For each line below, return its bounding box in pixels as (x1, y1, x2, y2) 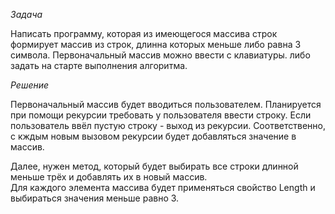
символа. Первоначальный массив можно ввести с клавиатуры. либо (10, 49, 311, 61)
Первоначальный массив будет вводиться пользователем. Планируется (10, 99, 322, 110)
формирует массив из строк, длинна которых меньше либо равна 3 (10, 39, 302, 50)
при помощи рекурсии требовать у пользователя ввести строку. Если (10, 109, 312, 121)
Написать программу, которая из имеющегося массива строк (10, 28, 278, 39)
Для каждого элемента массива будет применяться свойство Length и (10, 182, 316, 193)
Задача (10, 9, 43, 20)
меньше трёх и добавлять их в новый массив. (10, 171, 208, 183)
